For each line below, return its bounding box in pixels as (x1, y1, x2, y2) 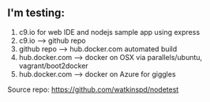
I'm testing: (7, 6, 65, 20)
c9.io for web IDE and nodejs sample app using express (18, 27, 201, 36)
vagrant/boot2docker (18, 61, 88, 70)
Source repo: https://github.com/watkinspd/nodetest (7, 85, 179, 94)
